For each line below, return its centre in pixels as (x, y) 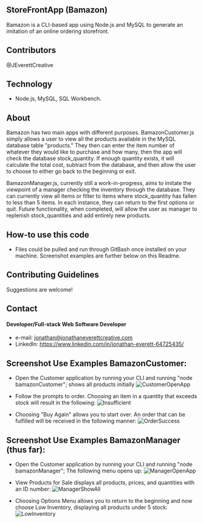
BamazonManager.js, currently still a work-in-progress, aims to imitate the (99, 183)
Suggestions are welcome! (40, 289)
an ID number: (33, 489)
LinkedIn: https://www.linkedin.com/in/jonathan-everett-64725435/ (99, 344)
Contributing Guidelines (53, 275)
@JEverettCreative (30, 65)
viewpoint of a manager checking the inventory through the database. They (101, 190)
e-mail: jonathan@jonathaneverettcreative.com (74, 338)
